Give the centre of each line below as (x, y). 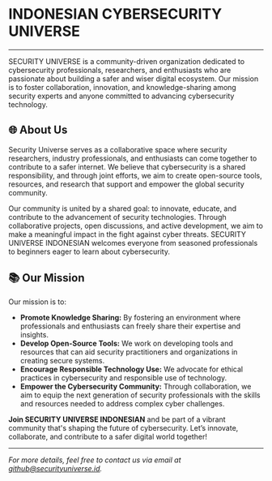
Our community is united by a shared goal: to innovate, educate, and (123, 208)
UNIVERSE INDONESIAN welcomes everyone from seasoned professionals (133, 243)
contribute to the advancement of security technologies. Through (117, 217)
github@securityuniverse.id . (55, 468)
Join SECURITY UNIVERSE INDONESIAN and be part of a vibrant (117, 419)
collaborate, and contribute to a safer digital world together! (108, 436)
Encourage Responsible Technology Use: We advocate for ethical (132, 369)
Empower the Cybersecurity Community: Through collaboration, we (136, 386)
